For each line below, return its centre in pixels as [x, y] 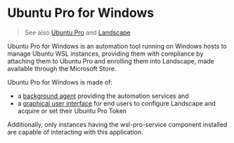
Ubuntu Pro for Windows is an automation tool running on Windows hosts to [117, 46]
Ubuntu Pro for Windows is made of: [60, 82]
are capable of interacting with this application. [75, 132]
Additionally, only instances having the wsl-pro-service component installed [117, 124]
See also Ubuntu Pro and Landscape [78, 32]
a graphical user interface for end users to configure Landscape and [116, 103]
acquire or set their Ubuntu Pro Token [72, 111]
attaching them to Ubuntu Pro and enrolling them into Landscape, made [111, 61]
